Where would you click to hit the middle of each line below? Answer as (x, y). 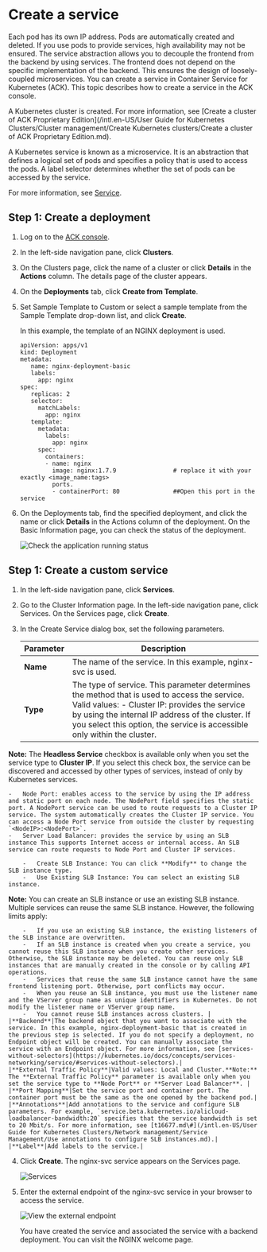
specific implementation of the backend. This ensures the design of (119, 70)
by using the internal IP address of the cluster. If (161, 715)
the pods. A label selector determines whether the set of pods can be (122, 169)
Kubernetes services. (43, 779)
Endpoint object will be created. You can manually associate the (120, 1042)
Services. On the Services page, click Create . (94, 613)
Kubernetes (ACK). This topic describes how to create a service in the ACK (131, 87)
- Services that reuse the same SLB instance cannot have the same (140, 979)
